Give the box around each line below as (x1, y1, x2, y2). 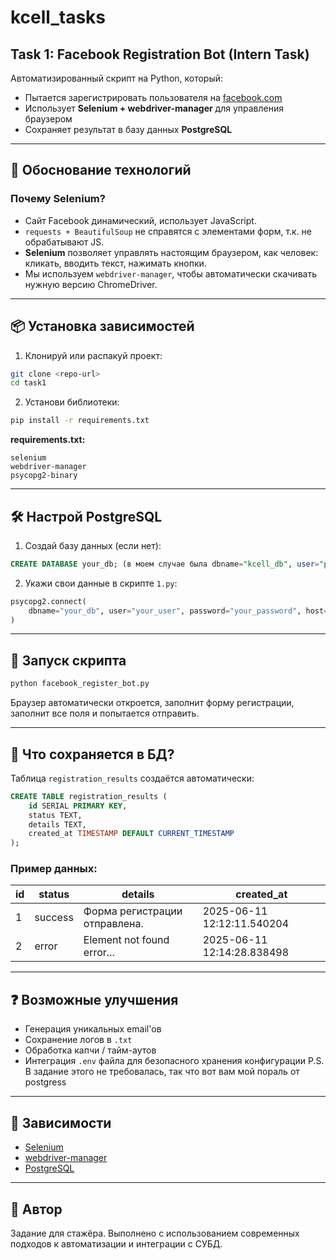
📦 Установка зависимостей (10, 318, 195, 335)
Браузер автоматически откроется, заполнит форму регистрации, (10, 697, 295, 709)
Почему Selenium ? (10, 192, 106, 206)
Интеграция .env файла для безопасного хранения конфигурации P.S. (24, 1055, 325, 1067)
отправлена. (83, 917, 144, 931)
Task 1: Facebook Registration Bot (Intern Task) (10, 46, 310, 63)
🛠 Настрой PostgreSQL (10, 508, 163, 525)
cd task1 (10, 378, 47, 388)
